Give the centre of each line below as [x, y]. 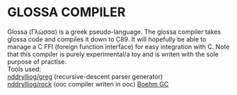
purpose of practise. [37, 61]
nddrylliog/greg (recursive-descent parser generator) [85, 76]
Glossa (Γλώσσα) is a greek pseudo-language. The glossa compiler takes [114, 32]
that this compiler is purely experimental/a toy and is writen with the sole [113, 54]
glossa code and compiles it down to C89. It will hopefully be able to [107, 39]
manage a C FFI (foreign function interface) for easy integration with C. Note [118, 46]
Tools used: [24, 69]
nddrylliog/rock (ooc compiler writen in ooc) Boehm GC [88, 84]
